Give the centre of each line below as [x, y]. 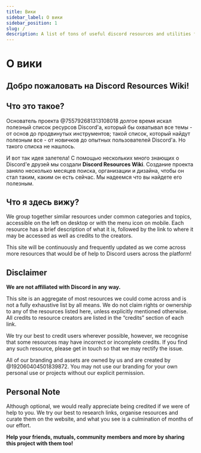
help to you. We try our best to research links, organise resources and [92, 412]
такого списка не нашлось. [41, 146]
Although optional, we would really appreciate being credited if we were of [98, 406]
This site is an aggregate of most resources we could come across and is [96, 299]
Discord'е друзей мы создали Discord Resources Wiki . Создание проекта [100, 164]
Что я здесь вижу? [43, 202]
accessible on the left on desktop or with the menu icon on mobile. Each [95, 223]
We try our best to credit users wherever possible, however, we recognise [97, 336]
